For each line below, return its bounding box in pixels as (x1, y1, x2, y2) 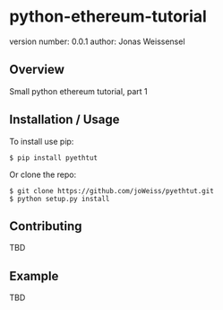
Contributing (9, 218, 82, 234)
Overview (9, 62, 65, 77)
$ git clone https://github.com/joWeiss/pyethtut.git (9, 186, 215, 195)
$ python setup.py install (9, 194, 110, 203)
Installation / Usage (9, 112, 120, 128)
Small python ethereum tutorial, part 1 (9, 85, 148, 96)
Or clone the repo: (9, 169, 77, 180)
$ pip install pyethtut (9, 153, 99, 163)
